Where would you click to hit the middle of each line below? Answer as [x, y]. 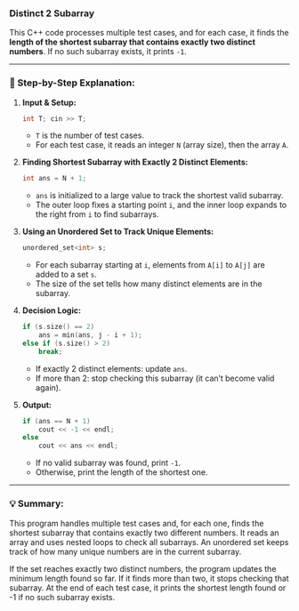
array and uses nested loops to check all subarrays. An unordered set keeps [149, 542]
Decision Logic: [52, 310]
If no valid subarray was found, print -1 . [108, 463]
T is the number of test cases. [90, 135]
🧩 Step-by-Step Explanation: [72, 83]
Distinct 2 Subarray [52, 13]
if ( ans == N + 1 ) [56, 421]
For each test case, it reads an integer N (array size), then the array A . [162, 145]
